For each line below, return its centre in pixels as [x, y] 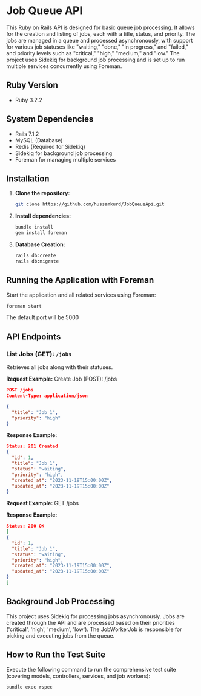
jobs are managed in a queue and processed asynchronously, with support [100, 40]
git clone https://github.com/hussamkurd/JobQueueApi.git [90, 204]
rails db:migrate [37, 261]
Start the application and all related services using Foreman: [81, 295]
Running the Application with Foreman [80, 280]
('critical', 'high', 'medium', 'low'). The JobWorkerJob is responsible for [94, 629]
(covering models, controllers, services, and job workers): [78, 676]
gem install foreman [41, 233]
